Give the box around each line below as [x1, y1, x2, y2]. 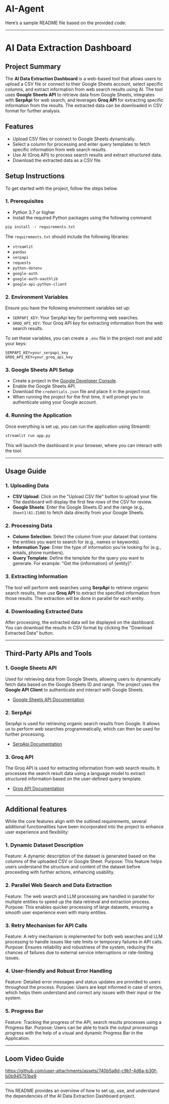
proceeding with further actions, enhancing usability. [5, 869, 115, 875]
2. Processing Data [5, 522, 53, 529]
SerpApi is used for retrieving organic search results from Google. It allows [5, 721, 160, 727]
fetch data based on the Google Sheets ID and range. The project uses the [5, 681, 159, 687]
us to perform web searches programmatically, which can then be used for [5, 726, 160, 732]
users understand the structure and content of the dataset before [5, 864, 141, 870]
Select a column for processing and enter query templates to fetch [12, 141, 151, 147]
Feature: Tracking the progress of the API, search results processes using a [5, 1019, 162, 1025]
